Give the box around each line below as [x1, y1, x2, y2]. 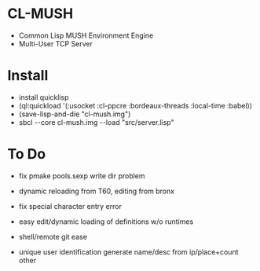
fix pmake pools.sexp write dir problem [18, 170, 146, 181]
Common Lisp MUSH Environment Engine [18, 31, 154, 40]
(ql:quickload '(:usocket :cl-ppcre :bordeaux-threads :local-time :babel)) [18, 101, 253, 110]
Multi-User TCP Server [18, 38, 93, 48]
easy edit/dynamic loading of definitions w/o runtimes [18, 217, 194, 226]
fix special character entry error [18, 201, 123, 211]
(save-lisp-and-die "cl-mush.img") [18, 109, 131, 119]
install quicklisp [18, 92, 69, 102]
